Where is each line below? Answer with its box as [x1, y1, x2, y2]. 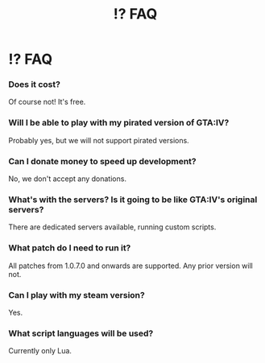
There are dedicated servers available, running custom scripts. [8, 222, 217, 232]
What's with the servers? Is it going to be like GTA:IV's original [8, 194, 258, 205]
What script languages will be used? [8, 328, 154, 339]
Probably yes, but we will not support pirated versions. [8, 135, 189, 145]
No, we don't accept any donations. [8, 174, 127, 184]
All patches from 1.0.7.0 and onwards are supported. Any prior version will [8, 261, 254, 270]
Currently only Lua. [8, 346, 72, 356]
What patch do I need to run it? [8, 242, 131, 254]
